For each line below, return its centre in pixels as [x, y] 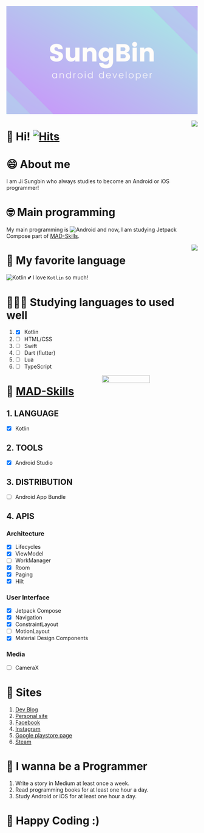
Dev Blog [26, 709]
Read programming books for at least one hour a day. [82, 789]
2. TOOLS [25, 448]
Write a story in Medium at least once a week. [72, 783]
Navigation [29, 618]
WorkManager [33, 560]
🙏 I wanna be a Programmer [77, 766]
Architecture [25, 534]
